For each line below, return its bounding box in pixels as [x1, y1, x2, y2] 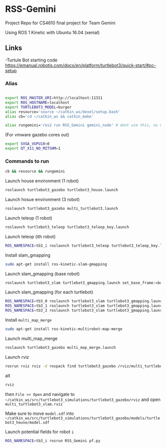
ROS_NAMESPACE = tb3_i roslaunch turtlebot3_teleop [5, 243, 110, 248]
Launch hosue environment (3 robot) [5, 197, 80, 203]
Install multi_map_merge [5, 317, 52, 323]
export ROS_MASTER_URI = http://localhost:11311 [5, 96, 103, 101]
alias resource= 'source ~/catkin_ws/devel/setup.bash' [5, 109, 121, 114]
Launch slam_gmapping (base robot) [5, 271, 80, 277]
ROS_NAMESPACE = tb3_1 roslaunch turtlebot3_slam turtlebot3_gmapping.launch [5, 303, 165, 308]
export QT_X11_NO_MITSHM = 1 [5, 146, 61, 151]
